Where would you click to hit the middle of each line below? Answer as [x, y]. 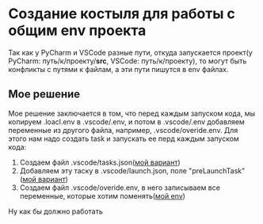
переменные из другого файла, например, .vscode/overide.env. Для [123, 130]
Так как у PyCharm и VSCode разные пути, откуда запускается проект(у [131, 52]
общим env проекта [77, 30]
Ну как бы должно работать [55, 211]
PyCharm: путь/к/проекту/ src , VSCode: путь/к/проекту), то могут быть [128, 61]
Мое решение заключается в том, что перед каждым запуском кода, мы [132, 113]
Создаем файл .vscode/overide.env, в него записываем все [120, 188]
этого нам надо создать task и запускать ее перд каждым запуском [124, 139]
